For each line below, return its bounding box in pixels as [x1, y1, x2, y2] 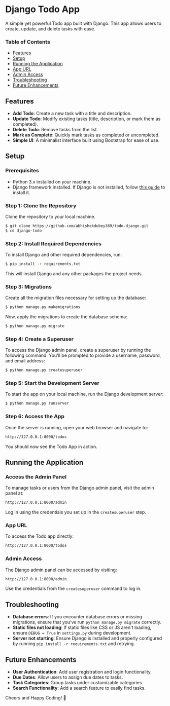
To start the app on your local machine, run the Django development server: [5, 391, 164, 397]
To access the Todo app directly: [5, 533, 74, 539]
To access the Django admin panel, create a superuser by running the [5, 347, 151, 353]
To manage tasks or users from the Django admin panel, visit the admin [5, 485, 155, 491]
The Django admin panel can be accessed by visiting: [5, 567, 117, 573]
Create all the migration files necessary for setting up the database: [5, 295, 146, 301]
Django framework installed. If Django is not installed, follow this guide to [12, 184, 165, 190]
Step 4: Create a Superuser [5, 336, 74, 343]
